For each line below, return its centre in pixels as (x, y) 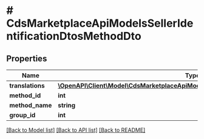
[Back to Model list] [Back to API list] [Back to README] (76, 130)
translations (27, 86)
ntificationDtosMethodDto (74, 36)
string (66, 105)
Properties (27, 58)
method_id (25, 95)
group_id (22, 115)
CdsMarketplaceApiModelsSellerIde (100, 23)
